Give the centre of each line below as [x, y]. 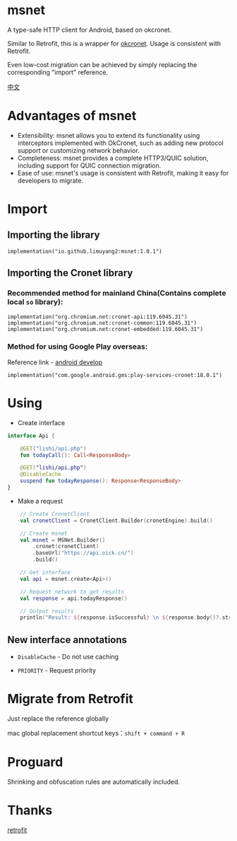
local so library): [35, 302]
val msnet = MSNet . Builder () [63, 540]
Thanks [30, 810]
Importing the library [54, 235]
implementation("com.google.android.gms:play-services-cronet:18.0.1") [115, 375]
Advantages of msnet [72, 116]
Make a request [40, 501]
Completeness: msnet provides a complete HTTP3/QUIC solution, [113, 158]
